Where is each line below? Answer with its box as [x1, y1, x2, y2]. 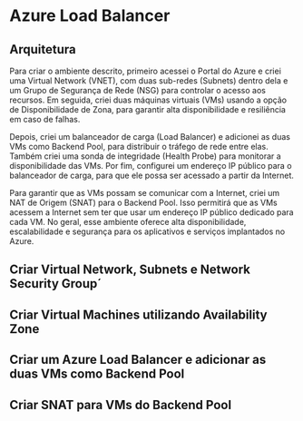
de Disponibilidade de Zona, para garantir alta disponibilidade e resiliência [9, 104, 286, 114]
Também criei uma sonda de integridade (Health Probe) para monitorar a [9, 151, 281, 162]
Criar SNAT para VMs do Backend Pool [9, 397, 232, 413]
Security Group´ [9, 276, 103, 291]
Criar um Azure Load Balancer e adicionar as [9, 352, 267, 367]
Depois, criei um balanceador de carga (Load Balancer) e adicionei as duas [9, 132, 290, 142]
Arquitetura [9, 42, 76, 57]
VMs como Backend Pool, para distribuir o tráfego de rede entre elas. [9, 142, 269, 152]
